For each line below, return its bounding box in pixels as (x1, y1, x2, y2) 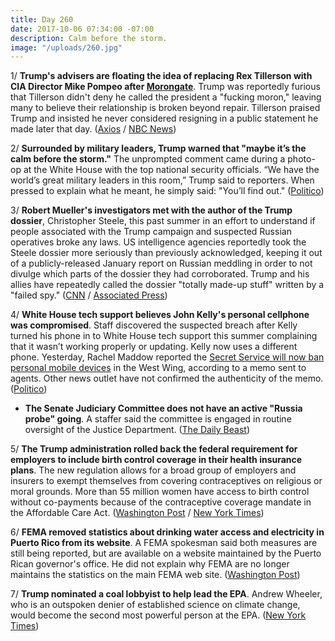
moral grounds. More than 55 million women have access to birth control (10, 486, 310, 498)
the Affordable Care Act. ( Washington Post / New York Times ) (10, 507, 265, 519)
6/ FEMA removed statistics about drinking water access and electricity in (10, 526, 325, 538)
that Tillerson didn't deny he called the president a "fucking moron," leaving (10, 91, 322, 103)
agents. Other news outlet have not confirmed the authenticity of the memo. (10, 372, 324, 385)
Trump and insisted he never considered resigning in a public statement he (10, 112, 319, 125)
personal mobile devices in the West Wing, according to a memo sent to (10, 362, 307, 374)
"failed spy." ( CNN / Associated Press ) (10, 289, 168, 301)
